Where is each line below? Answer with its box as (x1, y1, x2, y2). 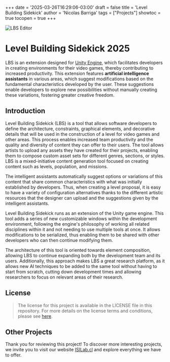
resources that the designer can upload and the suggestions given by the (5, 195, 159, 201)
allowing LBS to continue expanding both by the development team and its (5, 252, 161, 258)
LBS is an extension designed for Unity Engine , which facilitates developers (5, 59, 163, 66)
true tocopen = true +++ (5, 15, 56, 21)
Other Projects (5, 327, 52, 336)
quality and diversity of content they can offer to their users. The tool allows (5, 142, 164, 148)
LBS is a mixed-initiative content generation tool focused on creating (5, 158, 149, 164)
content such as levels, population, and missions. (5, 163, 108, 169)
